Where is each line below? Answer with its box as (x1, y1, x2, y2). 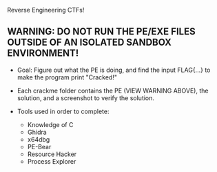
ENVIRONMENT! (7, 48, 79, 59)
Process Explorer (27, 157, 76, 165)
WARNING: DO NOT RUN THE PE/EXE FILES (7, 26, 196, 37)
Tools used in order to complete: (17, 107, 110, 115)
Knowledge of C (27, 120, 74, 128)
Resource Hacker (27, 150, 77, 158)
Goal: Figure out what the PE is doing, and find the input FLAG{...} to (17, 66, 211, 74)
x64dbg (27, 135, 50, 144)
